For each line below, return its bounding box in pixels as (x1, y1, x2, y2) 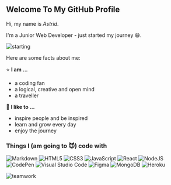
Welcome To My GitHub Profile (6, 5, 120, 15)
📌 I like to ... (6, 103, 35, 110)
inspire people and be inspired (14, 114, 88, 122)
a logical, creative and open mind (14, 85, 95, 92)
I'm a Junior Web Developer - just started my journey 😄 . (6, 32, 142, 39)
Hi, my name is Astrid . (6, 20, 59, 27)
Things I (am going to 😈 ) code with (6, 142, 107, 150)
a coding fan (14, 79, 45, 87)
